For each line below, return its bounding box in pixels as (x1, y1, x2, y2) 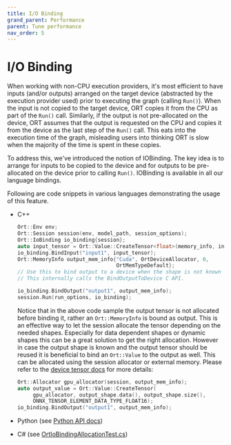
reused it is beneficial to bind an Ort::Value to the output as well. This (17, 350, 216, 359)
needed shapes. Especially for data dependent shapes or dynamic (17, 328, 205, 337)
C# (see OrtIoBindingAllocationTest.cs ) (17, 430, 128, 439)
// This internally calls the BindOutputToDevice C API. (17, 275, 185, 282)
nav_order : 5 (7, 29, 45, 37)
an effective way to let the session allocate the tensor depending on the (17, 321, 221, 329)
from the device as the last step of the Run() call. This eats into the (7, 126, 197, 135)
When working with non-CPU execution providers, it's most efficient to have (7, 82, 223, 91)
